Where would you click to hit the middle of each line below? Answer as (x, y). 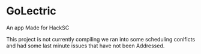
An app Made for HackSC (38, 28)
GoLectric (31, 11)
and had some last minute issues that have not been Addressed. (85, 46)
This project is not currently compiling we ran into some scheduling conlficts (101, 39)
